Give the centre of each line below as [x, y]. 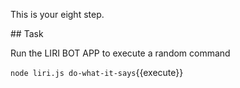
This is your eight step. [57, 14]
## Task [27, 33]
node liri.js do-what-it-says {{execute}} [97, 72]
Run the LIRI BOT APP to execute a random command [120, 53]
